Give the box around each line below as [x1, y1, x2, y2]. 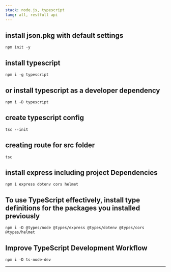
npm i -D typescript [5, 99, 49, 105]
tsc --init [5, 127, 28, 132]
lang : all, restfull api [5, 12, 58, 17]
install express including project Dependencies [5, 168, 158, 177]
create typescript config [5, 114, 84, 122]
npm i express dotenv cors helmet [5, 182, 79, 187]
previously [5, 212, 40, 220]
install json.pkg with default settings [5, 31, 124, 40]
